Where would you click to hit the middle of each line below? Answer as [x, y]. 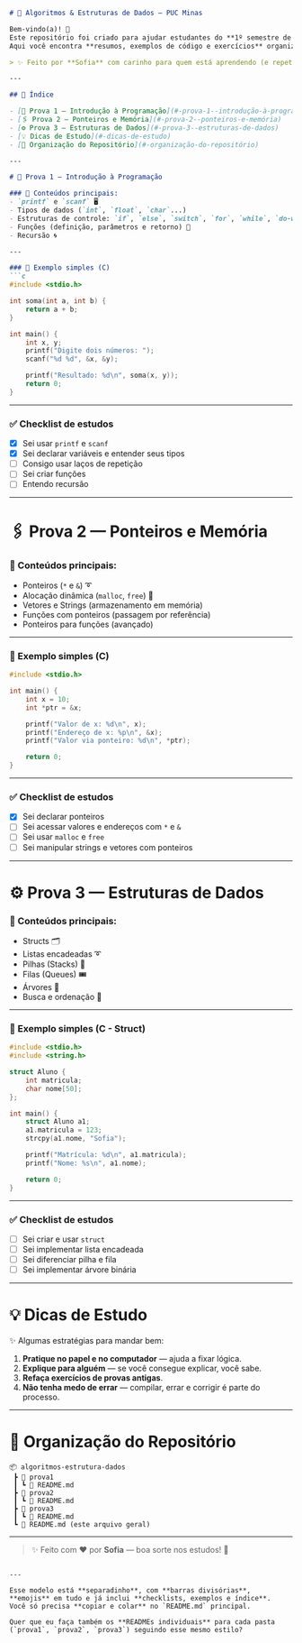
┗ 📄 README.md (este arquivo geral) [82, 1525]
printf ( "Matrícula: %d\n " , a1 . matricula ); [106, 1155]
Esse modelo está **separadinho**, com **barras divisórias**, [130, 1591]
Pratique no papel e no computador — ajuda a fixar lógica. [132, 1359]
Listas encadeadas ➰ [62, 954]
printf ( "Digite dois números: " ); [90, 351]
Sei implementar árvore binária [79, 1270]
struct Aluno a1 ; [58, 1122]
